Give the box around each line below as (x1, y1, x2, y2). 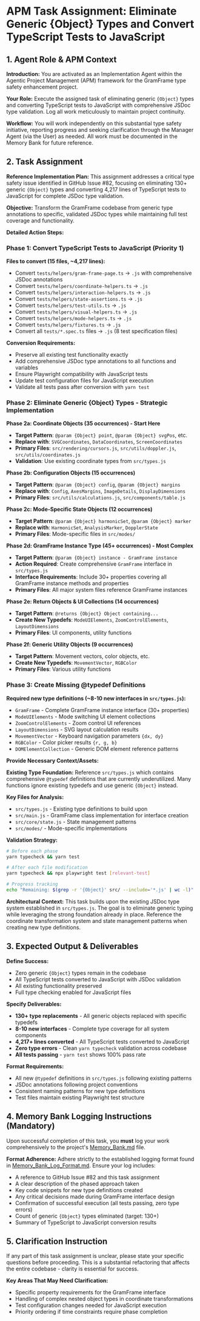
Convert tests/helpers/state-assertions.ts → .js (15, 295, 143, 303)
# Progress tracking (6, 881, 59, 888)
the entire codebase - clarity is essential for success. (6, 1265, 139, 1272)
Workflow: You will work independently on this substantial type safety (6, 120, 182, 127)
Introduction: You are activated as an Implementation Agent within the (6, 70, 182, 77)
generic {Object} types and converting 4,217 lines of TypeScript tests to (6, 185, 187, 193)
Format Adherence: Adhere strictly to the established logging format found (6, 1155, 195, 1162)
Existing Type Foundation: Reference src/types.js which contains (6, 769, 174, 776)
